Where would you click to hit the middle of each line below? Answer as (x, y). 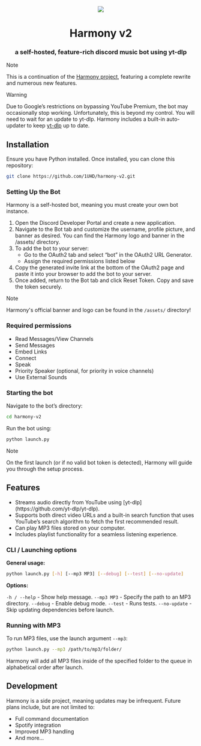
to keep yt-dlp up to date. (58, 126)
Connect (25, 358)
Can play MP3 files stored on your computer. (70, 528)
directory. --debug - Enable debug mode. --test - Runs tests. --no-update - (99, 603)
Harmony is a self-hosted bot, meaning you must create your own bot (92, 205)
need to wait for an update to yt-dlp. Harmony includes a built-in (86, 119)
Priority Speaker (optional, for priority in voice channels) (84, 371)
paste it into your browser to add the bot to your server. (83, 274)
